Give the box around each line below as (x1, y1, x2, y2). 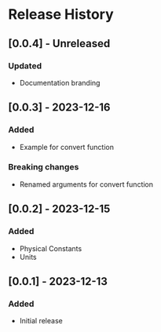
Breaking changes (8, 162, 79, 173)
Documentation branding (19, 78, 101, 87)
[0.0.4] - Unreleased (8, 37, 111, 50)
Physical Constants (19, 243, 82, 253)
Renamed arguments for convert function (19, 179, 154, 189)
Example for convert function (19, 142, 115, 151)
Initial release (19, 316, 63, 326)
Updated (8, 60, 42, 71)
